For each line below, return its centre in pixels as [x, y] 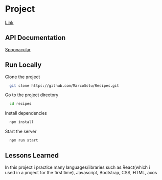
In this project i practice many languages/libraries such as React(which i [78, 167]
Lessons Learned [32, 155]
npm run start [24, 140]
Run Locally [23, 65]
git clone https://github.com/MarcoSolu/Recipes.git [64, 86]
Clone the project [23, 77]
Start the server [21, 131]
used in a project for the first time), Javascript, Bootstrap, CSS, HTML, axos [81, 172]
